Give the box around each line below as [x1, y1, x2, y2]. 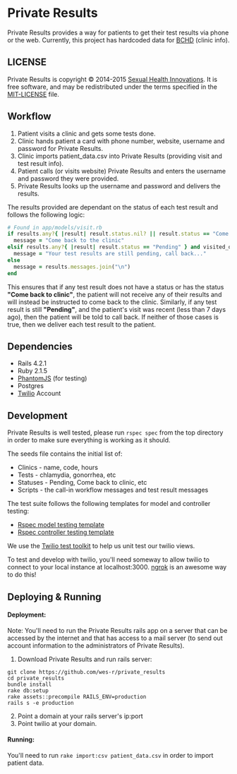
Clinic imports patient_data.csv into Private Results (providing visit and [17, 152, 222, 160]
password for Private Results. [17, 144, 104, 152]
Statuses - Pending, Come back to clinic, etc [17, 478, 147, 487]
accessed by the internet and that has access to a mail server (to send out [7, 634, 224, 642]
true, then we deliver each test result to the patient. [7, 320, 157, 329]
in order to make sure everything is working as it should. [7, 436, 171, 445]
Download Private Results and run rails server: [17, 655, 152, 663]
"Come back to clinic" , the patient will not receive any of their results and [7, 290, 222, 298]
